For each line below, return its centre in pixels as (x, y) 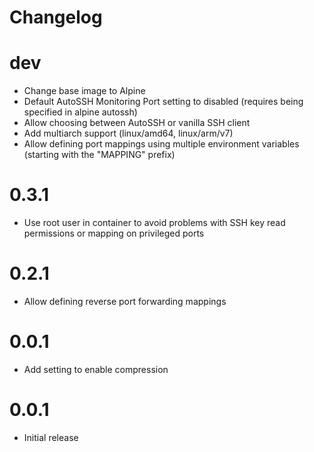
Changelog (56, 17)
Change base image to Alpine (84, 91)
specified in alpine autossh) (80, 112)
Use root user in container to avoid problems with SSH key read (154, 223)
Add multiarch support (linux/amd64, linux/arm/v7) (128, 133)
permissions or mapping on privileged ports (114, 233)
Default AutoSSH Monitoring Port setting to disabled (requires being (163, 102)
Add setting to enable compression (96, 369)
